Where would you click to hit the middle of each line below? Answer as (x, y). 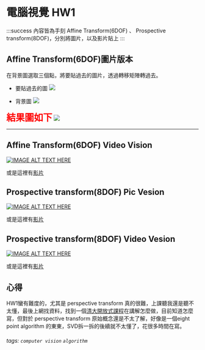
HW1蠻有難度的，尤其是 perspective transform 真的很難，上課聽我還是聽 (98, 303)
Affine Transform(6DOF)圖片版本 (70, 60)
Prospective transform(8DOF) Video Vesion (91, 239)
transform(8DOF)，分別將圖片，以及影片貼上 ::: (66, 38)
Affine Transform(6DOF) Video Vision (79, 145)
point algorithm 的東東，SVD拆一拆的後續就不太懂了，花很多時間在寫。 (95, 326)
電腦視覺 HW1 (41, 13)
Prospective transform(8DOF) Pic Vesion (85, 192)
